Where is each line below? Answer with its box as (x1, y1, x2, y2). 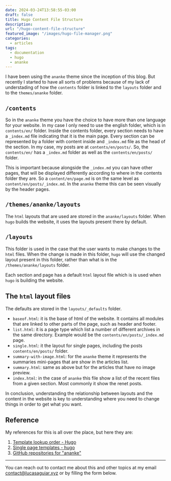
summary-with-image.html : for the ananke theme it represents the (12, 353, 147, 359)
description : (5, 21, 33, 27)
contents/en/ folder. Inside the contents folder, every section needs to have (5, 128, 164, 134)
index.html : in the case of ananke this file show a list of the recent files (12, 375, 160, 381)
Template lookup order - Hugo (12, 439, 76, 445)
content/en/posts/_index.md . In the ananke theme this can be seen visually (5, 181, 161, 187)
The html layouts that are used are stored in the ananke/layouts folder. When (5, 213, 166, 219)
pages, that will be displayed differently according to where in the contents (5, 170, 162, 176)
